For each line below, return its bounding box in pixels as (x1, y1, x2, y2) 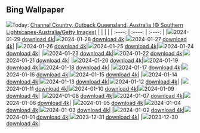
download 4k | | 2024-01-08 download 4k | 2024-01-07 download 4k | (6, 92, 185, 99)
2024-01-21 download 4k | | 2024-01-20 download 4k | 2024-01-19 (6, 57, 179, 64)
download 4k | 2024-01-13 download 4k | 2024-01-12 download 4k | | (6, 78, 183, 85)
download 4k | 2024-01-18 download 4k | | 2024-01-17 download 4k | (6, 64, 183, 71)
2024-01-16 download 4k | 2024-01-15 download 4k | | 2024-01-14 (6, 71, 178, 78)
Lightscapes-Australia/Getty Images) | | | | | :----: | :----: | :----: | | (6, 28, 168, 35)
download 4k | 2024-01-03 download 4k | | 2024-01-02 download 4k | (6, 106, 185, 113)
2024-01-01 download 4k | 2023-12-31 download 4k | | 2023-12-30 (6, 113, 179, 120)
